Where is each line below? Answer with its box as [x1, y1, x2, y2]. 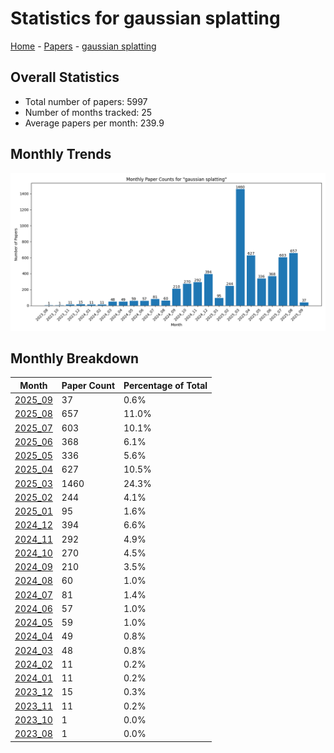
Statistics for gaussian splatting [10, 7, 281, 30]
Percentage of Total [123, 379, 208, 391]
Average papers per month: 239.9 [24, 117, 165, 129]
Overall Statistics [10, 69, 120, 86]
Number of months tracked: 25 [24, 106, 153, 118]
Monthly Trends [10, 146, 112, 163]
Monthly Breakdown [10, 350, 140, 367]
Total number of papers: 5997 [24, 95, 148, 107]
